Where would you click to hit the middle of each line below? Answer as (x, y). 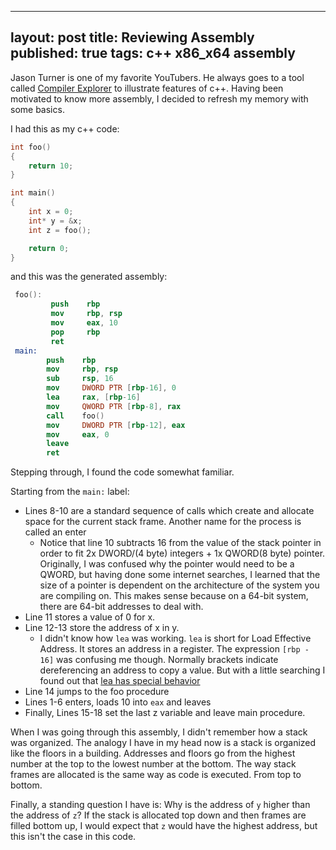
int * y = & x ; (55, 221)
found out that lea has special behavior (120, 681)
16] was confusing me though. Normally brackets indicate (159, 660)
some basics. (37, 109)
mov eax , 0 (78, 434)
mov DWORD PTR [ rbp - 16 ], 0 (111, 388)
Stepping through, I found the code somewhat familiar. (122, 472)
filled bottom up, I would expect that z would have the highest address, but (164, 826)
